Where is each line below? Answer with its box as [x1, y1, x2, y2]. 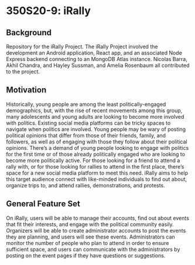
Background [6, 28, 52, 38]
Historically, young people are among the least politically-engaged [6, 100, 166, 108]
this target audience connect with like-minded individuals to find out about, [6, 175, 187, 183]
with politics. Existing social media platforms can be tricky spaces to [6, 119, 171, 126]
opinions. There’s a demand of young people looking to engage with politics [6, 144, 189, 151]
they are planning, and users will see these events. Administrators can [6, 233, 176, 240]
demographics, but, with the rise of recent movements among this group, [6, 107, 183, 114]
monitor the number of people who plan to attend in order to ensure [6, 239, 169, 246]
